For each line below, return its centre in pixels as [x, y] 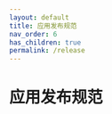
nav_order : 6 [33, 34]
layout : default [39, 17]
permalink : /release [48, 51]
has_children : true [45, 42]
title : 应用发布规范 [43, 26]
